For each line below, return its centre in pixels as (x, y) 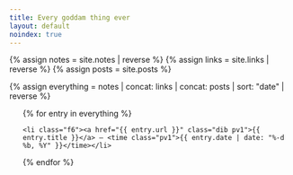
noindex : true (36, 34)
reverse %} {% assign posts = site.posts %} (91, 69)
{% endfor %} (48, 162)
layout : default (40, 26)
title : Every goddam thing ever (70, 17)
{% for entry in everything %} (77, 114)
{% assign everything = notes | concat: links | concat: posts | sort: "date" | (147, 87)
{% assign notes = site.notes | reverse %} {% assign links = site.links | (139, 60)
